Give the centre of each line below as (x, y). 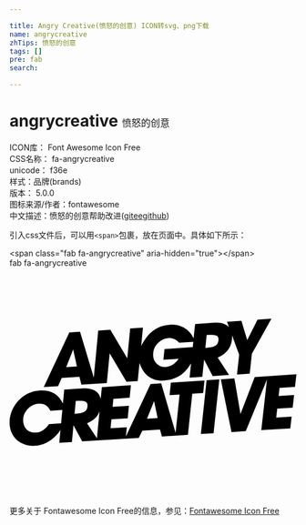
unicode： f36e (39, 170)
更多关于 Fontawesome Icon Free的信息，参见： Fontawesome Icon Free (144, 511)
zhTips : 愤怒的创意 (43, 43)
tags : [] (26, 51)
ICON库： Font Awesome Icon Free (75, 147)
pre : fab (26, 60)
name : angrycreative (49, 34)
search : (24, 68)
